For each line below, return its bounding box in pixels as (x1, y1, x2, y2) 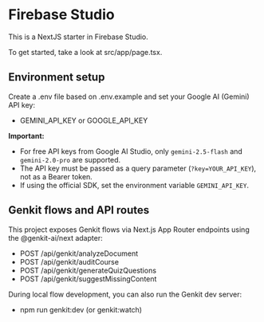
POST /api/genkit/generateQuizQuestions (19, 265, 157, 275)
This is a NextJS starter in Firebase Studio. (8, 32, 149, 41)
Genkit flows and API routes (8, 203, 150, 217)
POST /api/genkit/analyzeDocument (19, 249, 139, 258)
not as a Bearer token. (19, 171, 93, 181)
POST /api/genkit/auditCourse (19, 257, 120, 266)
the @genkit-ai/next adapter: (8, 233, 103, 242)
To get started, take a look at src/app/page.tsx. (8, 47, 163, 57)
